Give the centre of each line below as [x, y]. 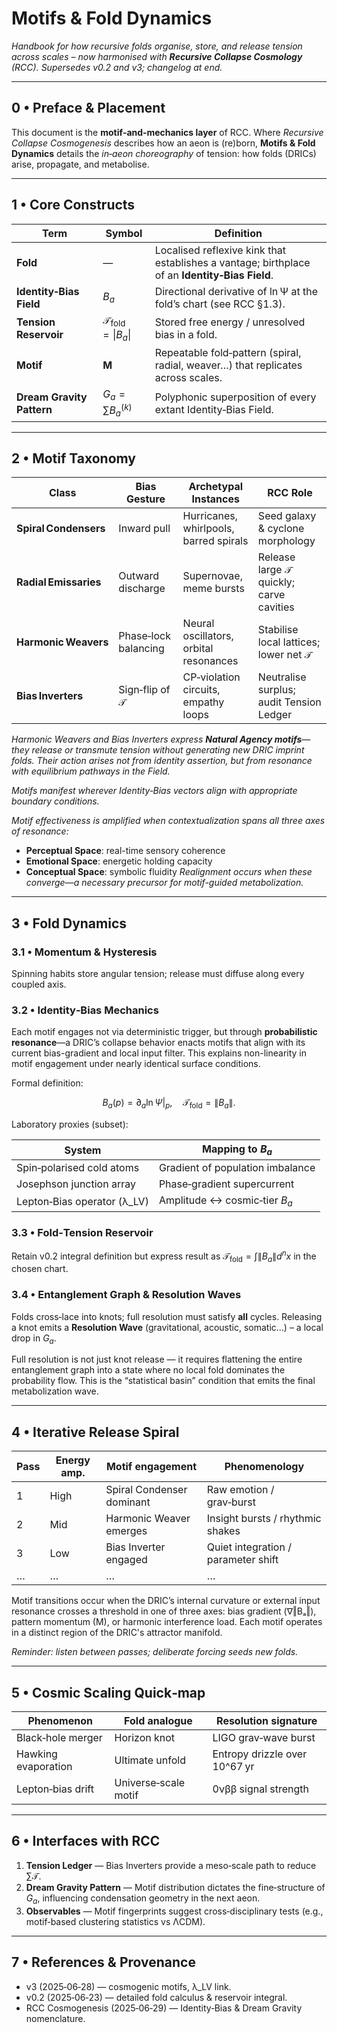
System [83, 1150]
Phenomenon [60, 1721]
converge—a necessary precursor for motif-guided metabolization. [164, 883]
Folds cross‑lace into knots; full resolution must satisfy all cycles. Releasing [167, 1316]
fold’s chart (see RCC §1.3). [220, 304]
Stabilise [278, 630]
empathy [203, 702]
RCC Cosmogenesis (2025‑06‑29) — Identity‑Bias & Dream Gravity [164, 2008]
